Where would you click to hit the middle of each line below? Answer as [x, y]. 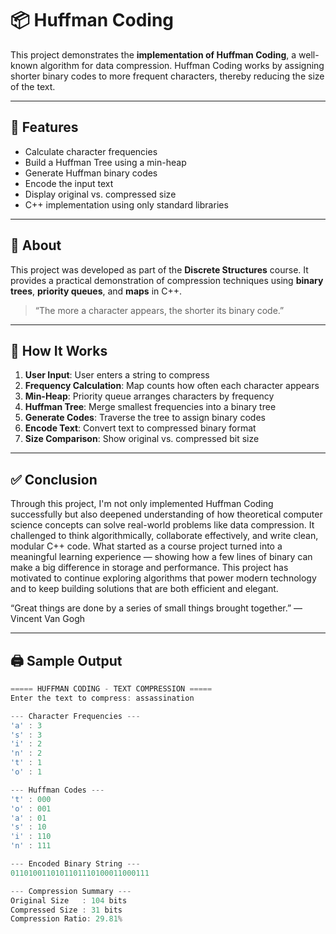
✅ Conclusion [54, 479]
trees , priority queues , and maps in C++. [96, 291]
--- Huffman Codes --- [57, 790]
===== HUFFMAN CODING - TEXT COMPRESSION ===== [111, 689]
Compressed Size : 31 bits [66, 910]
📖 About [36, 245]
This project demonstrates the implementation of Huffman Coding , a [153, 54]
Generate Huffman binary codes [91, 173]
